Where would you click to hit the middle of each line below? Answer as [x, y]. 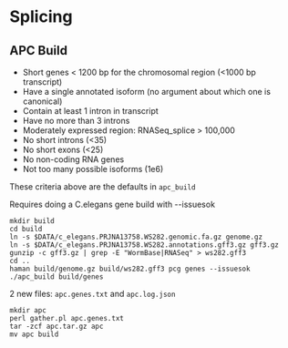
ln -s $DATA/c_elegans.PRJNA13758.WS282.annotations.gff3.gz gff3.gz [144, 245]
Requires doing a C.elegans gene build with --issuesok [113, 204]
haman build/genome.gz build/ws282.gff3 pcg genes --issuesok [130, 269]
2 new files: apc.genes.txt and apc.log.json [93, 294]
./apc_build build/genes [57, 277]
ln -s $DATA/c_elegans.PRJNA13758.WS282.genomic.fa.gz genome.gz [136, 237]
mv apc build [34, 334]
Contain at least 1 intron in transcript [91, 111]
